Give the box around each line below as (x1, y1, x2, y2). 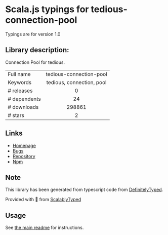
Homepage (12, 142, 36, 148)
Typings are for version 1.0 (5, 31, 61, 37)
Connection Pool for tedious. (5, 59, 65, 65)
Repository (12, 153, 35, 159)
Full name (8, 70, 31, 77)
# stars (8, 111, 24, 119)
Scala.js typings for (5, 4, 89, 15)
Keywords (8, 79, 32, 86)
